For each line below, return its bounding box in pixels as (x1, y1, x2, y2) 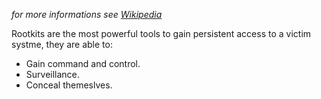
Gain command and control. (25, 58, 141, 69)
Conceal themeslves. (25, 79, 113, 91)
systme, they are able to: (11, 39, 113, 50)
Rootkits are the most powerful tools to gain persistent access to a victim (11, 28, 312, 39)
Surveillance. (25, 69, 80, 80)
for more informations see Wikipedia (11, 9, 163, 20)
